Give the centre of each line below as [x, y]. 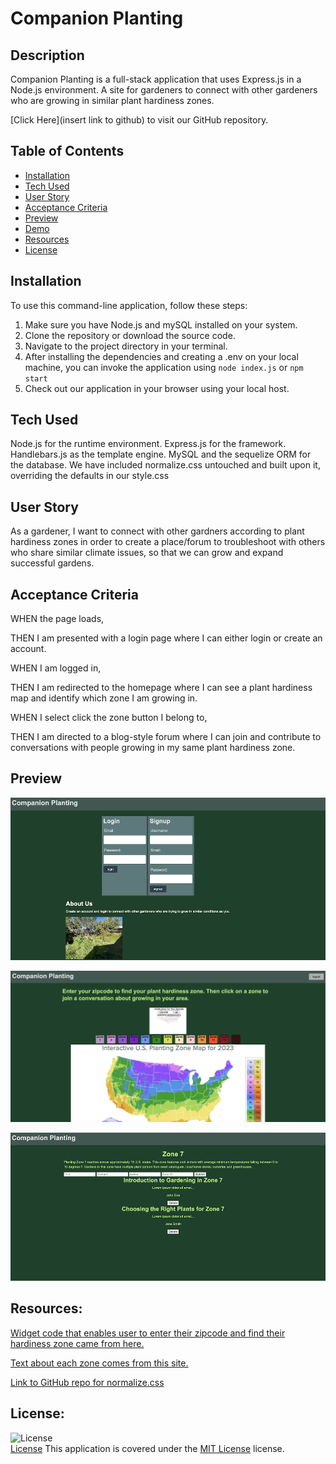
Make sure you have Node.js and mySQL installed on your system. [161, 324]
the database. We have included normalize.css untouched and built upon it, [165, 465]
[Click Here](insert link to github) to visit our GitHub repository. [139, 120]
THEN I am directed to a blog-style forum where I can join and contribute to [166, 737]
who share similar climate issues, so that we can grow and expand [147, 553]
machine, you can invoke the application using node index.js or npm [164, 367]
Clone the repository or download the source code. [130, 335]
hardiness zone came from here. [77, 1343]
